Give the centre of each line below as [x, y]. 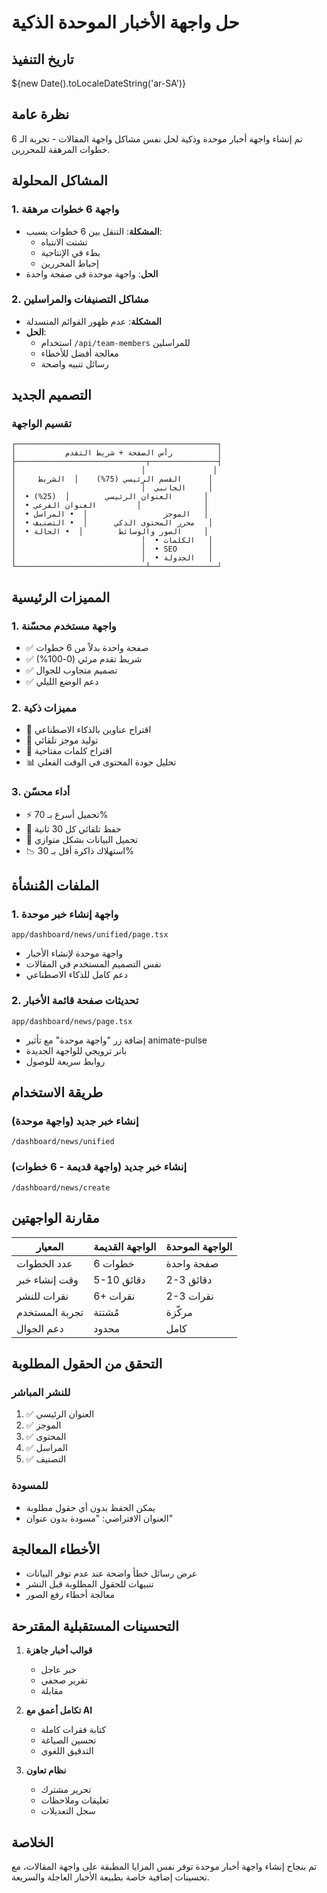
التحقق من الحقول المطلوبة [87, 1363]
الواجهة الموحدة [199, 1246]
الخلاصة [32, 1842]
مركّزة [179, 1312]
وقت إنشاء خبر [47, 1279]
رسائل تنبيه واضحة [74, 363]
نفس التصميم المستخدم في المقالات [93, 964]
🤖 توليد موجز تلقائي [62, 740]
